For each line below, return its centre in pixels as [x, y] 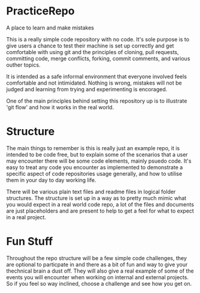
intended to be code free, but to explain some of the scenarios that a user [97, 154]
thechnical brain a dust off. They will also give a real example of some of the [100, 271]
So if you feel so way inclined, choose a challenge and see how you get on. [99, 283]
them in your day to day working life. [51, 180]
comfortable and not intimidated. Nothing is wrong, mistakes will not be [94, 83]
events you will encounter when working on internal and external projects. [97, 277]
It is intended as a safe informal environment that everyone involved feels [97, 76]
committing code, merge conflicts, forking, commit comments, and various [98, 58]
